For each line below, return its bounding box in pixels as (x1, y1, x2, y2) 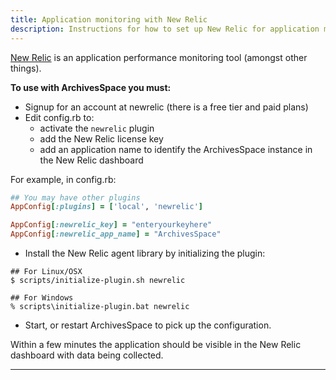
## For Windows (10, 293, 74, 303)
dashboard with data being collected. (10, 349, 164, 361)
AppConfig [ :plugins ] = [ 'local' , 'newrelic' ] (10, 202, 203, 212)
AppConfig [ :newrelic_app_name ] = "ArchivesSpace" (10, 229, 222, 240)
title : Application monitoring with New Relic (10, 14, 208, 25)
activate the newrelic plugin (39, 122, 155, 134)
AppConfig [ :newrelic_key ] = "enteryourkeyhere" (10, 220, 213, 230)
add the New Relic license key (39, 132, 164, 145)
